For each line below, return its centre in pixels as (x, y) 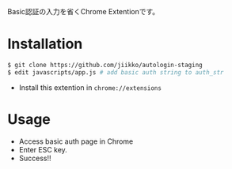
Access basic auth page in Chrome (76, 141)
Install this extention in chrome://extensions (90, 87)
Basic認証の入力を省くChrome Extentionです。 (84, 11)
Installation (45, 44)
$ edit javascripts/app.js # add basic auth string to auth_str (116, 72)
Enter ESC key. (43, 149)
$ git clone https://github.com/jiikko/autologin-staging (105, 65)
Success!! (35, 158)
